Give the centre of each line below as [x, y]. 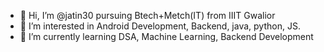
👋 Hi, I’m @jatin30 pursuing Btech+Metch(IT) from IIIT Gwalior [147, 15]
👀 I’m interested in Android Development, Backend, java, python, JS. [160, 26]
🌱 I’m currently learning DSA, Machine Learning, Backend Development [166, 36]
